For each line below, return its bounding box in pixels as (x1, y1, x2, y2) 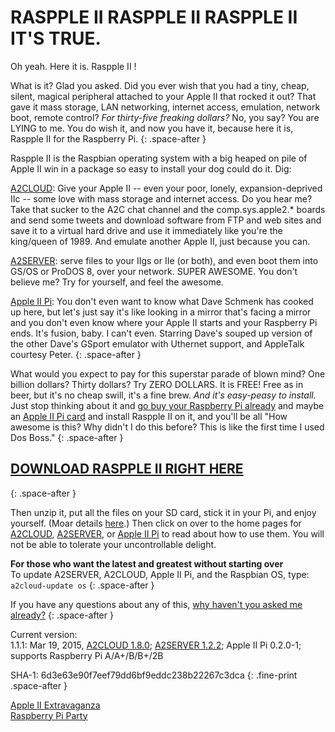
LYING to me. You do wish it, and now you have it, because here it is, (10, 122, 294, 134)
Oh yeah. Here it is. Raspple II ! (10, 60, 137, 72)
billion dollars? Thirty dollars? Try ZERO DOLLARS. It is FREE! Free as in (10, 378, 304, 390)
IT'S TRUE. (10, 27, 102, 50)
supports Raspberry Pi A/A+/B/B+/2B (10, 649, 164, 661)
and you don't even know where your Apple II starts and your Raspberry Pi (10, 316, 318, 328)
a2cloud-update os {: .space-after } (10, 579, 155, 591)
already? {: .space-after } (10, 609, 114, 621)
